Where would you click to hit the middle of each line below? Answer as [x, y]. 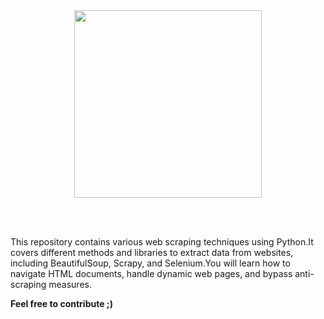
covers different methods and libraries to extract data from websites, [152, 252]
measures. [70, 284]
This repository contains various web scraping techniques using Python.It [162, 242]
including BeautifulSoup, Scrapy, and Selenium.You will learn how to [150, 263]
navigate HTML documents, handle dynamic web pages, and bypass [151, 273]
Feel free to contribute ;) [61, 303]
